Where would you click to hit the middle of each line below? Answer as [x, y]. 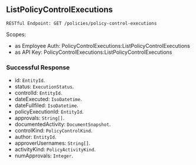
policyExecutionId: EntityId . [49, 112]
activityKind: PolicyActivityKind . [55, 150]
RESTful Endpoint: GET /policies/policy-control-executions [82, 23]
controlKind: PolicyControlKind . [53, 131]
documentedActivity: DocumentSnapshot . [63, 124]
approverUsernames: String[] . [52, 143]
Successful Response [38, 67]
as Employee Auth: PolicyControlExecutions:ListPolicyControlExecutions [102, 46]
